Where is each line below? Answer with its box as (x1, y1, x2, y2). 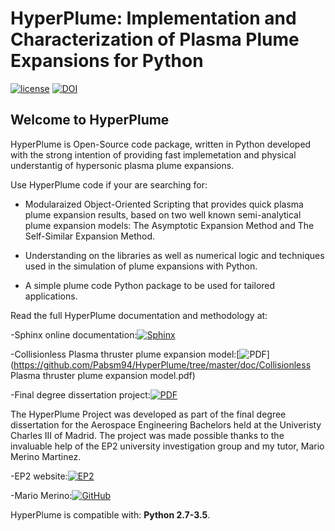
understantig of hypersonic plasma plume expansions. (10, 159, 235, 171)
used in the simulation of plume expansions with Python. (24, 260, 258, 272)
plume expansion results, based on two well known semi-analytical (24, 208, 302, 221)
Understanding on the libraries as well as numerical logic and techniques (24, 249, 325, 261)
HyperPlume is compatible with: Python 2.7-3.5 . (10, 508, 211, 521)
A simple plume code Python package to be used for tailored (24, 279, 276, 291)
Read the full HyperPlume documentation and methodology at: (10, 309, 268, 321)
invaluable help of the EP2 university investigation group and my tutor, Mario (10, 440, 325, 452)
